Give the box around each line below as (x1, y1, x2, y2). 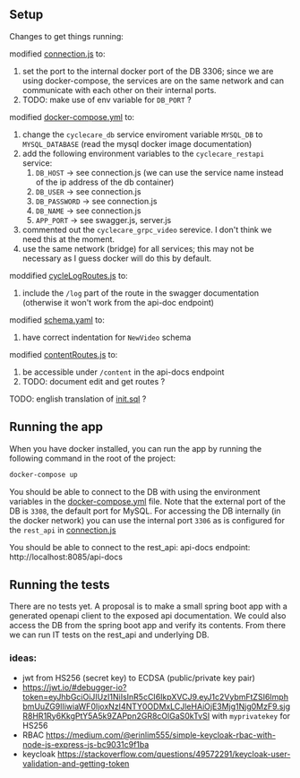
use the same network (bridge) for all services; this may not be (21, 243, 254, 254)
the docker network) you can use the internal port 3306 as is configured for (9, 514, 285, 525)
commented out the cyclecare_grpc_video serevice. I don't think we (21, 224, 272, 235)
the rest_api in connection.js (9, 524, 116, 535)
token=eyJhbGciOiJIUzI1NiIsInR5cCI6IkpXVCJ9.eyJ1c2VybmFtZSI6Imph (21, 691, 289, 702)
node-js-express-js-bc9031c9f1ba (21, 739, 150, 749)
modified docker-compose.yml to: (9, 111, 135, 122)
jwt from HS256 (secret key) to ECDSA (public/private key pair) (21, 672, 255, 683)
